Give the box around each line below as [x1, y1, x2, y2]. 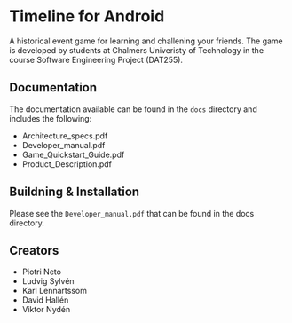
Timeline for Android [9, 6, 165, 27]
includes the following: [9, 113, 92, 123]
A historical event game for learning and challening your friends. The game [9, 35, 284, 46]
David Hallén [21, 295, 69, 305]
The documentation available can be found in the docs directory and [9, 104, 257, 114]
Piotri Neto [21, 266, 62, 277]
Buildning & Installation [9, 185, 140, 200]
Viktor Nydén [21, 304, 71, 315]
